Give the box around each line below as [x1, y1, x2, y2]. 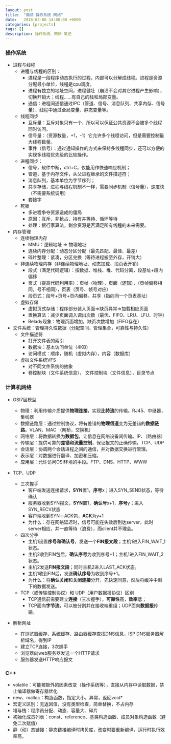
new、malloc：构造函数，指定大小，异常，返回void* [12, 694, 123, 700]
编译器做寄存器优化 [17, 688, 58, 694]
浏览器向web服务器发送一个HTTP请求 [20, 650, 100, 656]
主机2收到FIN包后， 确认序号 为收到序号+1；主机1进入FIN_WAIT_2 [28, 551, 164, 557]
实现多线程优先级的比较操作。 [28, 152, 91, 158]
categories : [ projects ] [5, 22, 56, 27]
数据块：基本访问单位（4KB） [28, 344, 91, 350]
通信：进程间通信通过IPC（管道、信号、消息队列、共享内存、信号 [28, 101, 165, 107]
